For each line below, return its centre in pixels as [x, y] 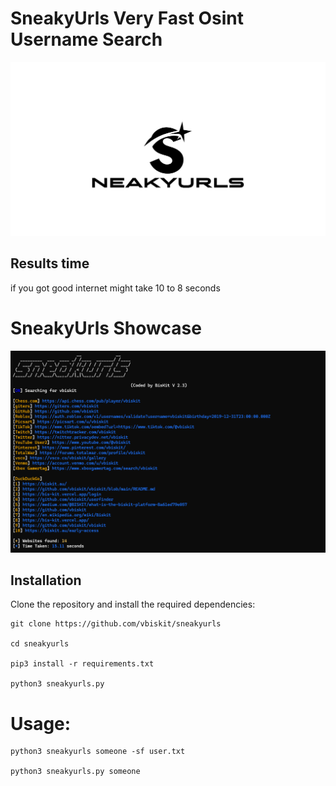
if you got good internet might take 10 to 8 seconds [115, 288]
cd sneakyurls [40, 644]
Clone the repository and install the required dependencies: [133, 604]
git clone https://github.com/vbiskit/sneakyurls [116, 624]
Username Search [86, 39]
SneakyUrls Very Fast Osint [127, 18]
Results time [50, 263]
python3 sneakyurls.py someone [75, 772]
